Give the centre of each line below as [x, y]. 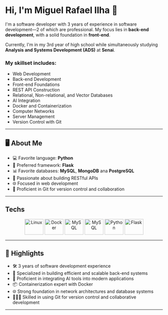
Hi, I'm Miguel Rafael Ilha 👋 [61, 10]
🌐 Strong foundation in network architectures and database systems [83, 291]
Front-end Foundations [36, 84]
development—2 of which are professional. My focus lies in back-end [77, 29]
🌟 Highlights [24, 253]
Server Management [33, 117]
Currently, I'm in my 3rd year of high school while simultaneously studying [82, 44]
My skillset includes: [31, 63]
